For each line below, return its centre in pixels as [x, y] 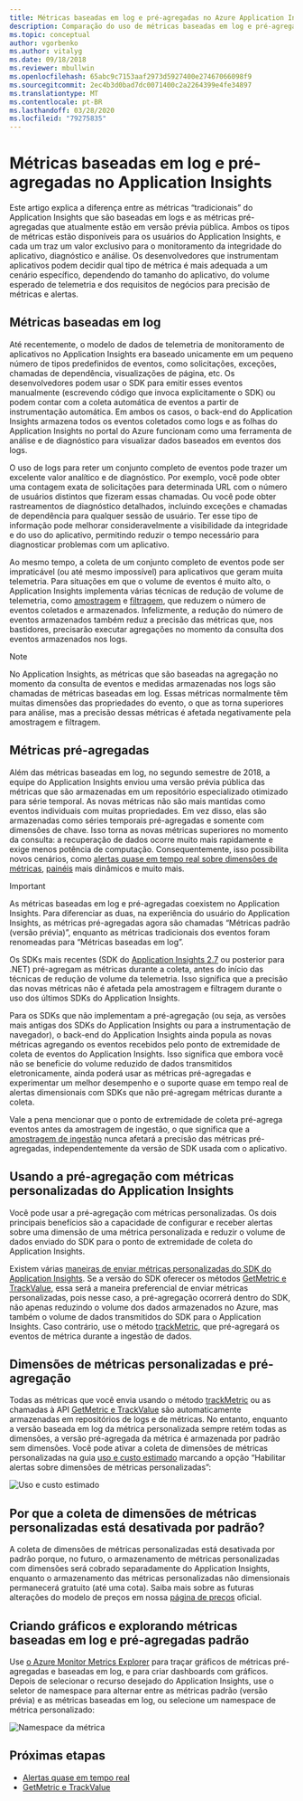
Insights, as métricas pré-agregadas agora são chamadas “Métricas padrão [150, 923]
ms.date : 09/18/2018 [48, 60]
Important [28, 886]
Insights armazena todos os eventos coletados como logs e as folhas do [143, 421]
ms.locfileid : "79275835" [58, 118]
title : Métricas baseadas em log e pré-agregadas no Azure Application [147, 18]
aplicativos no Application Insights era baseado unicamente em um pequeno [151, 354]
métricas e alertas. [44, 294]
